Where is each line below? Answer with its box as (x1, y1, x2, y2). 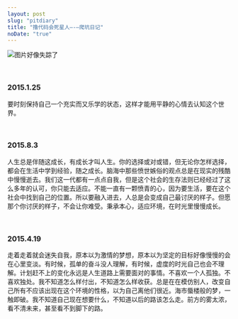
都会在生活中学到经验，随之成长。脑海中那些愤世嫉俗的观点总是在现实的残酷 (7, 166, 231, 175)
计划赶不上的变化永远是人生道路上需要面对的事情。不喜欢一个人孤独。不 (19, 269, 231, 277)
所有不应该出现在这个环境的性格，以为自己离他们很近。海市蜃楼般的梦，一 (13, 286, 231, 295)
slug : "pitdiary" (7, 17, 59, 24)
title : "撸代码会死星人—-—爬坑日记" (7, 23, 104, 31)
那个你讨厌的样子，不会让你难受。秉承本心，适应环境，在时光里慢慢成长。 (7, 202, 225, 210)
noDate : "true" (7, 30, 52, 38)
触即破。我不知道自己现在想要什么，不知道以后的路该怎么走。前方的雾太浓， (7, 296, 231, 304)
